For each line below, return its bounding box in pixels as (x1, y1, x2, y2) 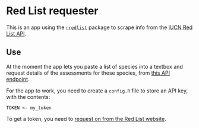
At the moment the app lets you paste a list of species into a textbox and (6, 63, 183, 70)
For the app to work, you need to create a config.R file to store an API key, (6, 87, 188, 94)
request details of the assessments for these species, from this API (6, 69, 170, 76)
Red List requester (6, 4, 99, 18)
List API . (6, 30, 27, 37)
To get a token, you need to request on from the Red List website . (6, 115, 166, 122)
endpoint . (6, 75, 30, 82)
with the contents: (6, 93, 50, 100)
